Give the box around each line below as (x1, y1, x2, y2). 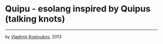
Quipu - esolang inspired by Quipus (5, 3, 151, 14)
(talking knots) (5, 13, 65, 24)
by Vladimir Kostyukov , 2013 (5, 33, 62, 39)
